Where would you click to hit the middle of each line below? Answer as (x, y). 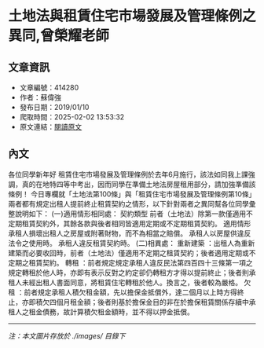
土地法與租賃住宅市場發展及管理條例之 (132, 16)
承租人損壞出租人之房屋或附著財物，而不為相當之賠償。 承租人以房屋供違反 (130, 233)
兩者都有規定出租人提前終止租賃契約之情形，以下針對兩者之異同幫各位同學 (128, 203)
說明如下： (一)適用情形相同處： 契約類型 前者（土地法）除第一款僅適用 (130, 214)
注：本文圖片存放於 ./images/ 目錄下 (67, 335)
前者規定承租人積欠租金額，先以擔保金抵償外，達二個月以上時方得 (130, 292)
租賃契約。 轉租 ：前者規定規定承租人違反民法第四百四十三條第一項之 (141, 262)
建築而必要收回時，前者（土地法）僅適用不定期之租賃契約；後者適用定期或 (128, 253)
